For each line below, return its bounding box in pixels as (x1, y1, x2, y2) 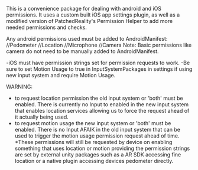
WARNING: (6, 83, 33, 90)
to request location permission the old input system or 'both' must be (14, 94, 183, 102)
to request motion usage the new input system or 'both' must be (14, 120, 171, 126)
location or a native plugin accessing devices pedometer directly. (14, 158, 174, 164)
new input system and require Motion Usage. (6, 72, 116, 79)
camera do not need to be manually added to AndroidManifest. (6, 48, 159, 55)
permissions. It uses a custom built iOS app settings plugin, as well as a (6, 11, 180, 18)
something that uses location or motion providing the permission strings (14, 145, 190, 152)
